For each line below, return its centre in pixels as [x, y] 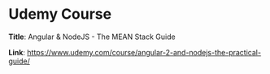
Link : [17, 52]
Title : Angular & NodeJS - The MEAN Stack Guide [92, 37]
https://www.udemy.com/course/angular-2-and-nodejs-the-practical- [144, 52]
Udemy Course [60, 14]
